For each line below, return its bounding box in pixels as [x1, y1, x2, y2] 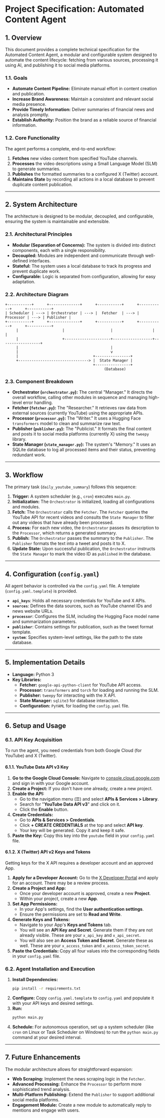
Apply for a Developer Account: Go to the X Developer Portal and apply [12, 874, 159, 880]
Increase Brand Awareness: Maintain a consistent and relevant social [12, 96, 154, 102]
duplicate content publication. [12, 181, 73, 187]
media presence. [12, 101, 47, 107]
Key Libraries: [12, 677, 42, 683]
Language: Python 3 [12, 671, 55, 677]
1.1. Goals [5, 74, 28, 81]
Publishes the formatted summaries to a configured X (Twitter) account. [12, 171, 159, 177]
